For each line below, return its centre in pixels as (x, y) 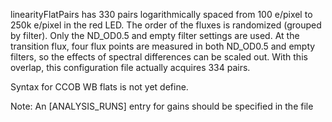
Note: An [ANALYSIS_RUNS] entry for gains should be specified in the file (162, 106)
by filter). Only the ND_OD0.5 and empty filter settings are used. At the (155, 35)
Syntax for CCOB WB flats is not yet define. (99, 87)
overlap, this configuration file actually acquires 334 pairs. (130, 67)
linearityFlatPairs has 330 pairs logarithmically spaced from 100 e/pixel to (161, 14)
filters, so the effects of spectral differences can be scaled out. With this (159, 57)
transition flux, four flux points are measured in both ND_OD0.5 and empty (163, 46)
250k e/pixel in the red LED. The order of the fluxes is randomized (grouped (166, 25)
